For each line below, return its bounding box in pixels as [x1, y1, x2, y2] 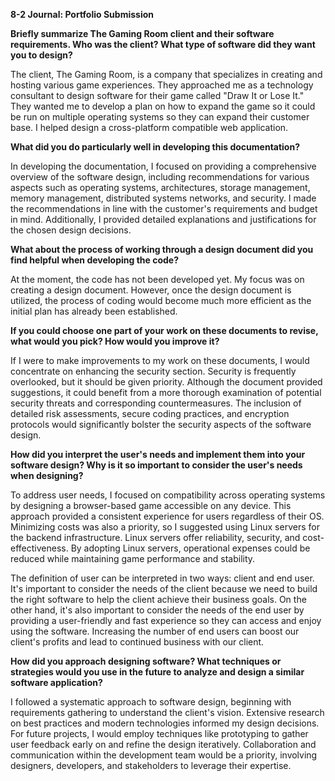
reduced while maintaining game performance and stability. [10, 553, 256, 564]
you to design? [10, 49, 73, 61]
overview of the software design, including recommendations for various [10, 171, 310, 183]
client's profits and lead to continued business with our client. [10, 636, 265, 648]
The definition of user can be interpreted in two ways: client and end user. [10, 572, 315, 584]
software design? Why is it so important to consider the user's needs [10, 459, 303, 471]
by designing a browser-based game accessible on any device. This [10, 500, 292, 511]
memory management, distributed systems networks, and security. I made [10, 192, 317, 204]
